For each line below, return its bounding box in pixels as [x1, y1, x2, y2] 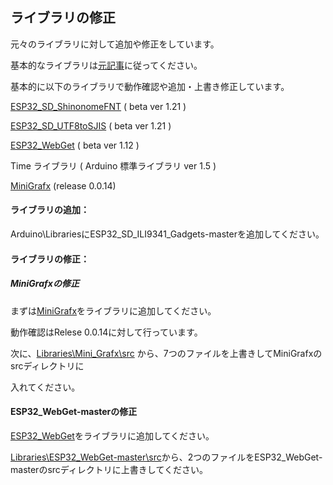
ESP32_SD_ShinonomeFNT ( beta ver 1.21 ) [10, 100, 187, 112]
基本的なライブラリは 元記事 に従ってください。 [10, 59, 203, 71]
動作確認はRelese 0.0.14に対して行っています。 [10, 326, 203, 338]
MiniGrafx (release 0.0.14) [10, 179, 117, 192]
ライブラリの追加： [10, 204, 90, 216]
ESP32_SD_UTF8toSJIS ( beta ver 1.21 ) [10, 119, 172, 132]
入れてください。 [10, 381, 81, 393]
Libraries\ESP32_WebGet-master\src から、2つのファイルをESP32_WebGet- [10, 451, 323, 463]
